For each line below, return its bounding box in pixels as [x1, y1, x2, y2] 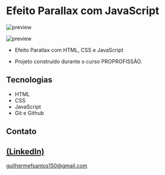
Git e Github [14, 109, 44, 116]
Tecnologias [6, 75, 53, 85]
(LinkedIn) [6, 146, 44, 157]
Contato [6, 127, 37, 137]
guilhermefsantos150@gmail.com [6, 162, 88, 169]
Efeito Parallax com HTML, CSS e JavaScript [14, 46, 124, 54]
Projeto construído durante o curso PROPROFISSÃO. [14, 58, 143, 65]
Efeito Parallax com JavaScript [6, 4, 160, 18]
